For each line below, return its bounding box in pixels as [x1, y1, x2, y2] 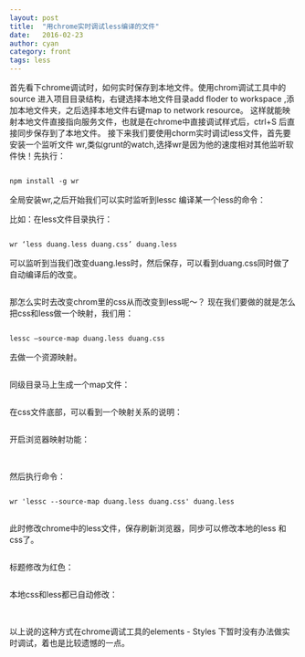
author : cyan [9, 38, 59, 48]
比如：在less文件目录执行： [9, 214, 113, 224]
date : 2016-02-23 [9, 30, 84, 39]
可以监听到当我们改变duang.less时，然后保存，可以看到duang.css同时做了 [9, 257, 290, 268]
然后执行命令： [9, 471, 66, 482]
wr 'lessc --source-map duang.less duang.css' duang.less [9, 496, 235, 506]
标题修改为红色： [9, 561, 74, 572]
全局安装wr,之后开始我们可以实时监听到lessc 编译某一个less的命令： [9, 193, 267, 205]
